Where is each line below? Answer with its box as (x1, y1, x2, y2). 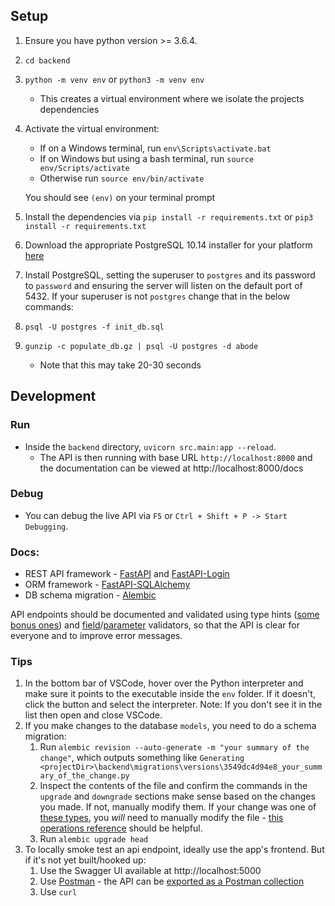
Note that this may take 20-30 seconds (39, 359, 202, 371)
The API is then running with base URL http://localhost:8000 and (39, 451, 313, 463)
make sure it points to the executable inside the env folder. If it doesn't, (24, 688, 316, 700)
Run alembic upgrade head (39, 833, 149, 845)
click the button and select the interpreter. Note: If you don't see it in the (24, 699, 323, 711)
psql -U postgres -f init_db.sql (24, 322, 165, 332)
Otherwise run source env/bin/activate (39, 172, 205, 184)
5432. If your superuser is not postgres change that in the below (24, 290, 291, 302)
